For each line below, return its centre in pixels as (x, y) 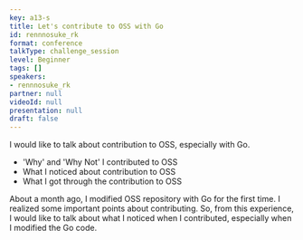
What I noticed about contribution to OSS (99, 172)
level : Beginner (40, 60)
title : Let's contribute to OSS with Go (87, 26)
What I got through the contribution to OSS (102, 181)
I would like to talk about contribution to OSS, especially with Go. (130, 145)
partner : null (36, 93)
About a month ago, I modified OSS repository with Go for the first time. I (145, 199)
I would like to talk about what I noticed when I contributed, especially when (151, 218)
